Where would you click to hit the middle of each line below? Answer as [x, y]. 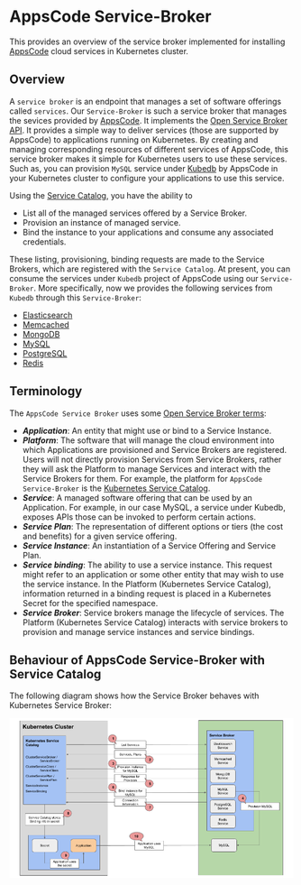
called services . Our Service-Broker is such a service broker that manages [148, 111]
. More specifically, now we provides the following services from [153, 288]
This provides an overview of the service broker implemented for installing [147, 41]
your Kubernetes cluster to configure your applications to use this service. [147, 178]
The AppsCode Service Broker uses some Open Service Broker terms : [138, 413]
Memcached [46, 324]
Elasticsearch [47, 315]
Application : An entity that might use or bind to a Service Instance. [147, 430]
